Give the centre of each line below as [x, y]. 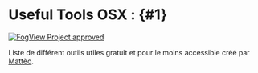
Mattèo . [21, 61]
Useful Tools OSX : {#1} [88, 15]
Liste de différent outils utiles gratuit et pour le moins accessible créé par [129, 52]
